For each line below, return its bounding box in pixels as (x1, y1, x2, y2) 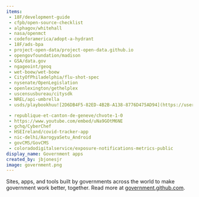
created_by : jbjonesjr (6, 156, 62, 162)
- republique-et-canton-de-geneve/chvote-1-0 (8, 113, 123, 119)
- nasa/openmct (8, 31, 46, 37)
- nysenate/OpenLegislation (8, 80, 78, 86)
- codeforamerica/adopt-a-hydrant (8, 36, 94, 42)
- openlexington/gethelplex (8, 86, 78, 91)
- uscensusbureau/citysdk (8, 91, 73, 97)
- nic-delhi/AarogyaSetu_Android (8, 134, 92, 140)
